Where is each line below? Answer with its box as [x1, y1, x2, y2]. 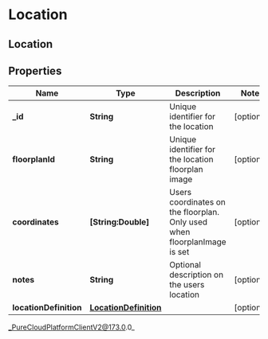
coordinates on [169, 197, 226, 208]
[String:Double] [89, 216, 150, 228]
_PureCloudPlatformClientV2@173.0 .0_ [8, 322, 136, 332]
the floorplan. [169, 207, 220, 218]
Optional [169, 259, 202, 271]
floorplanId [12, 154, 56, 165]
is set [169, 247, 190, 258]
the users [169, 279, 205, 290]
